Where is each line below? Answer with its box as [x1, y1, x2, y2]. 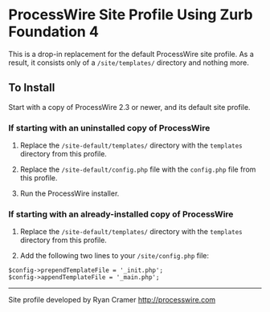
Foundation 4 [8, 22, 99, 41]
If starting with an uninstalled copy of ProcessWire [8, 122, 211, 133]
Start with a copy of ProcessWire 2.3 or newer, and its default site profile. [8, 102, 251, 111]
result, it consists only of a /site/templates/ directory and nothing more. [8, 58, 249, 67]
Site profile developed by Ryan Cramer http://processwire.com [8, 295, 216, 305]
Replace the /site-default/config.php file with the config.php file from [19, 164, 256, 174]
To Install [8, 81, 55, 95]
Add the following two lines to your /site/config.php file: [19, 251, 209, 261]
